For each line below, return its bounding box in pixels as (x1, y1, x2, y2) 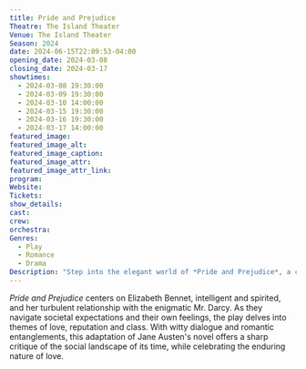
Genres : (9, 233, 39, 242)
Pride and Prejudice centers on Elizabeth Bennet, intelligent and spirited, (9, 292, 281, 303)
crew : (9, 216, 30, 226)
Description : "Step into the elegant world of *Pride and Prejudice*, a (9, 268, 291, 277)
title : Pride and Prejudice (9, 13, 117, 23)
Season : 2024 (9, 38, 59, 48)
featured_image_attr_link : (9, 166, 112, 175)
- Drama (17, 259, 47, 269)
